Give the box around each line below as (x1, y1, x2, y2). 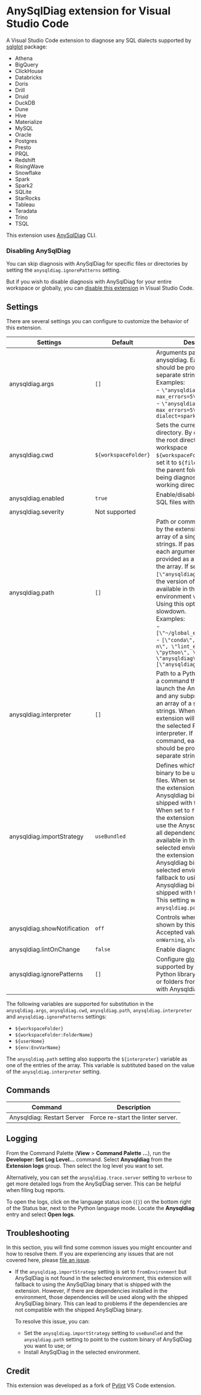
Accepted (156, 928, 184, 937)
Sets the (156, 421, 179, 429)
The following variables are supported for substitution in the (6, 1001, 154, 1008)
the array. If (156, 563, 188, 571)
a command (156, 677, 190, 685)
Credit (6, 1366, 30, 1376)
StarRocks (14, 194, 41, 202)
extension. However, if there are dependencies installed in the (14, 1287, 167, 1294)
